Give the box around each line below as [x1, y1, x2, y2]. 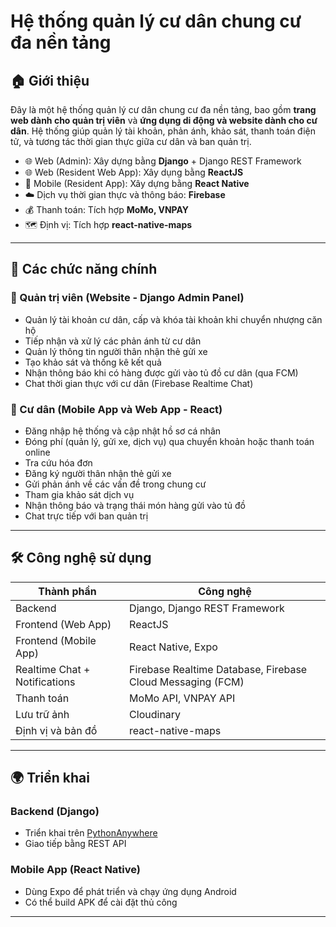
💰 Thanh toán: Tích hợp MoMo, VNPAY [24, 204, 190, 215]
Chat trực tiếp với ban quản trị [24, 510, 149, 522]
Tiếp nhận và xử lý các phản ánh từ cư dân [24, 335, 202, 347]
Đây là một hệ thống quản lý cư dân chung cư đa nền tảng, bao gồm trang [10, 104, 317, 115]
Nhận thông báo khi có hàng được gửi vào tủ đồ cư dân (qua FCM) [24, 366, 299, 379]
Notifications [15, 675, 76, 689]
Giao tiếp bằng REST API [24, 838, 127, 850]
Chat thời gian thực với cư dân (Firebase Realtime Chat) [24, 377, 254, 389]
